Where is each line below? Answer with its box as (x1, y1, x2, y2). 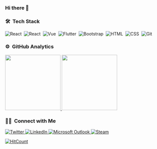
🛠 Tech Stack (5, 18, 40, 25)
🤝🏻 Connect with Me (5, 118, 56, 124)
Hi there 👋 (5, 4, 30, 11)
